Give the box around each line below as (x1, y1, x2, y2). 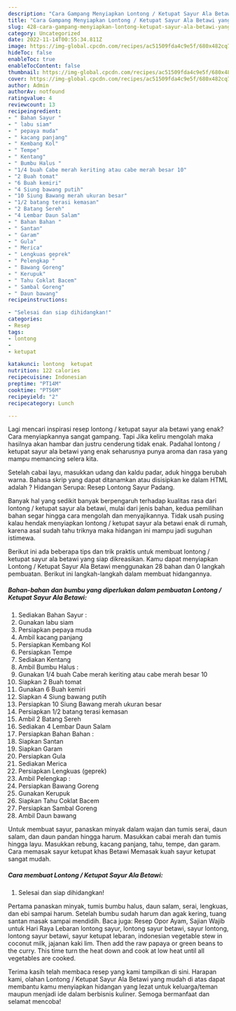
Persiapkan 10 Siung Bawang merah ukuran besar (18, 700, 162, 709)
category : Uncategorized (8, 29, 81, 37)
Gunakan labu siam (18, 618, 74, 627)
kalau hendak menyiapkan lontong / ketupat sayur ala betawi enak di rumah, (8, 519, 228, 528)
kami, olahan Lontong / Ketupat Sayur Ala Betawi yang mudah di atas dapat (8, 975, 225, 984)
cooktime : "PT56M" (8, 386, 62, 394)
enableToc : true (8, 56, 55, 63)
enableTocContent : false (8, 62, 81, 69)
